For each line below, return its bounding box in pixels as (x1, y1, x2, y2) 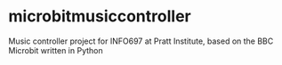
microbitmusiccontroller (8, 6, 192, 27)
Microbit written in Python (8, 45, 103, 55)
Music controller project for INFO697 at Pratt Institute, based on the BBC (8, 36, 274, 46)
